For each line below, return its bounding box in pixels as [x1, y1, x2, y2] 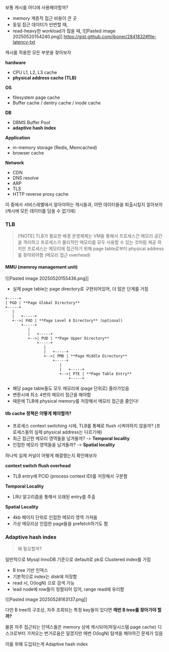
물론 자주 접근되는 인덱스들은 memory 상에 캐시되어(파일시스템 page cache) [5, 624, 157, 630]
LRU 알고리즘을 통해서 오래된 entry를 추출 [12, 493, 96, 499]
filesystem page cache [12, 94, 61, 100]
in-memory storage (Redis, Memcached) [12, 144, 97, 151]
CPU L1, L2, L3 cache [12, 69, 57, 75]
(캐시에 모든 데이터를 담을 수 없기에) [5, 208, 76, 214]
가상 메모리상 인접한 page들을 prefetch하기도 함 [12, 520, 108, 526]
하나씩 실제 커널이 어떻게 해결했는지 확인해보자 [5, 452, 97, 458]
